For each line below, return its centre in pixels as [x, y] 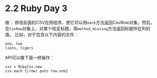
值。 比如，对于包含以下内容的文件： [42, 34]
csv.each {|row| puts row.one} [37, 71]
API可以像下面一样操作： [30, 57]
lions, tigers [19, 48]
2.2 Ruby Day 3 [36, 8]
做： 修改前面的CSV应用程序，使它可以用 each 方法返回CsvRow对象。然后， [80, 22]
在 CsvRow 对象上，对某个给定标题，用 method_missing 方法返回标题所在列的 [78, 28]
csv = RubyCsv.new [24, 67]
